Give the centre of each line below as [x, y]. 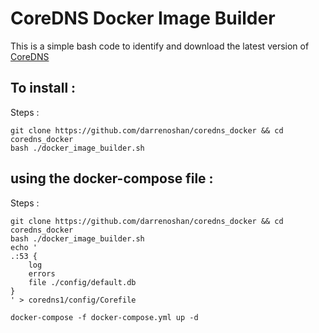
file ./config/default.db [82, 282]
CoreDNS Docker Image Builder [143, 18]
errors [42, 273]
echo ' [24, 247]
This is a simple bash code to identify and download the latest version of [160, 46]
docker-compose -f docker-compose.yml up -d [104, 317]
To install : [43, 88]
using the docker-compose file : [112, 178]
